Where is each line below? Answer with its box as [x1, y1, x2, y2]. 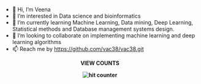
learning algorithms [12, 39, 61, 45]
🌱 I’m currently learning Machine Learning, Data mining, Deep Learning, [12, 19, 194, 26]
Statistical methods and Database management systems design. [12, 25, 175, 32]
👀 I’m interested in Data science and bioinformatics [12, 12, 141, 20]
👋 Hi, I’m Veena [12, 6, 51, 13]
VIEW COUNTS [80, 59, 119, 67]
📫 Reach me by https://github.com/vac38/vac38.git [12, 45, 144, 52]
